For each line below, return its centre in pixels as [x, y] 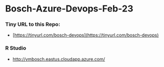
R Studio [16, 48]
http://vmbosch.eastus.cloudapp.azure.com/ [59, 59]
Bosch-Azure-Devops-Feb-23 [69, 9]
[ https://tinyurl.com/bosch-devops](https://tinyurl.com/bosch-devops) [86, 35]
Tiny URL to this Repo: [33, 24]
